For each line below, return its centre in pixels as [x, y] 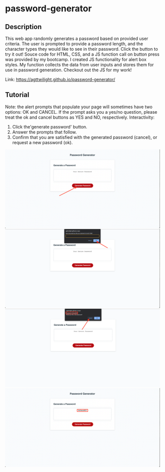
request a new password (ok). [42, 142]
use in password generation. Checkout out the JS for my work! [69, 70]
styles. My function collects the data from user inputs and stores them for [80, 65]
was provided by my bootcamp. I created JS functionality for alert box [76, 59]
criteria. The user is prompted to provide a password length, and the [74, 44]
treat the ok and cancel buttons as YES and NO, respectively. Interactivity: [80, 117]
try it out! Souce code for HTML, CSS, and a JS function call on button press [82, 54]
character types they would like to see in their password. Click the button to [82, 49]
